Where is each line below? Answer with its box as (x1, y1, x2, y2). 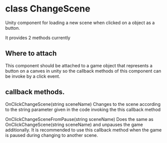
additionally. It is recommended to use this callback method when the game (5, 126, 162, 133)
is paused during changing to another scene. (5, 132, 98, 138)
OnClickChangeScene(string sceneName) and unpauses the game (5, 121, 143, 127)
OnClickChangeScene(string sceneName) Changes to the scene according (5, 101, 161, 107)
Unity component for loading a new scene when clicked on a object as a (5, 20, 155, 26)
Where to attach (5, 49, 57, 58)
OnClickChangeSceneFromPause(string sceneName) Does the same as (5, 116, 153, 122)
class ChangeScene (5, 3, 91, 15)
